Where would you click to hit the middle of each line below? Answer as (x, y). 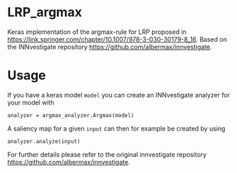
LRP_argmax (45, 12)
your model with (31, 102)
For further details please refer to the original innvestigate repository (107, 154)
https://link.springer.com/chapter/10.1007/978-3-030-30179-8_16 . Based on (117, 39)
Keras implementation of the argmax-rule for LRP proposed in (97, 32)
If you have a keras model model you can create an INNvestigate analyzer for (118, 95)
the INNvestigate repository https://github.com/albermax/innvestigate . (110, 47)
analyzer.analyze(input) (44, 141)
